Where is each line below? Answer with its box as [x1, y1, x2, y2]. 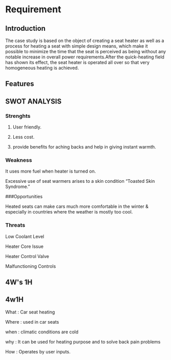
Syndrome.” [5, 183, 30, 190]
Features [5, 79, 34, 88]
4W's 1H [5, 278, 33, 287]
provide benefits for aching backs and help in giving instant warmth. [12, 144, 157, 150]
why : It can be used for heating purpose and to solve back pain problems [5, 338, 161, 345]
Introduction [5, 24, 46, 33]
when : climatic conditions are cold [5, 329, 79, 335]
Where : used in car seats [5, 319, 59, 325]
